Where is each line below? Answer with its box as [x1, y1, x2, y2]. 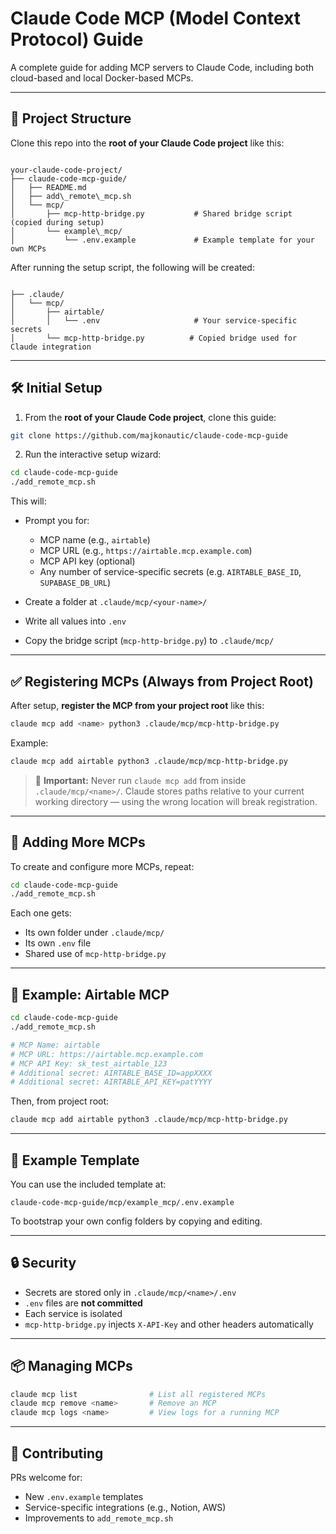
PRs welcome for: [10, 1472, 83, 1483]
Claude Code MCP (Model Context [10, 7, 302, 30]
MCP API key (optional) [39, 555, 136, 567]
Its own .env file [24, 937, 92, 949]
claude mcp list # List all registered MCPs [10, 1389, 267, 1399]
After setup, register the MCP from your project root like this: [10, 700, 265, 711]
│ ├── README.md [10, 182, 87, 192]
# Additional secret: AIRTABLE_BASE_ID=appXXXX [10, 1068, 213, 1078]
